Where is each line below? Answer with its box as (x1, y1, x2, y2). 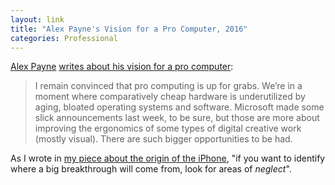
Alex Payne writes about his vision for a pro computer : (10, 61, 234, 73)
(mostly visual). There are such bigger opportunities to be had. (34, 133, 293, 145)
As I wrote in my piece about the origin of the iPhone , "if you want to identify (10, 152, 326, 165)
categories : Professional (10, 33, 118, 43)
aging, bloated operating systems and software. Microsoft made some (34, 101, 325, 113)
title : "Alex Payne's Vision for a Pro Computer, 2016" (10, 24, 248, 34)
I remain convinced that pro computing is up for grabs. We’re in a (34, 80, 303, 92)
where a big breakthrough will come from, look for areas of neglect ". (10, 163, 292, 175)
